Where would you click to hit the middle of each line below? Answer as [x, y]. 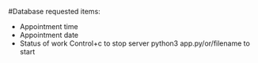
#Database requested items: [54, 11]
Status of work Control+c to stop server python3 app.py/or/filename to [135, 43]
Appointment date [49, 35]
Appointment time [49, 26]
